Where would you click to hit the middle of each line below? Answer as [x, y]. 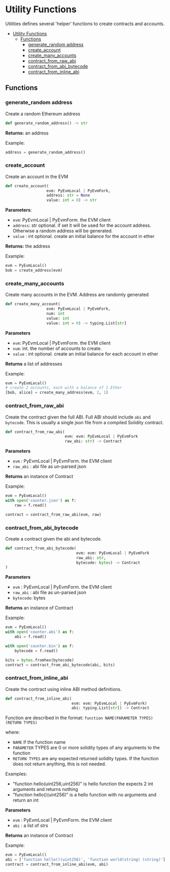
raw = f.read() [31, 505]
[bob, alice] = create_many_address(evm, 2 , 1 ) [57, 393]
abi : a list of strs [30, 826]
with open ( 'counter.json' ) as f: [41, 501]
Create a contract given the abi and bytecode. [54, 539]
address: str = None [68, 195]
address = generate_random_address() [45, 152]
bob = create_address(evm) [34, 270]
